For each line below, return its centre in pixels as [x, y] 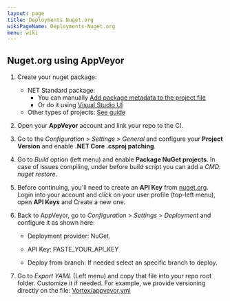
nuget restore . [37, 174]
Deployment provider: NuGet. [69, 236]
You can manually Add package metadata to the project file [122, 98]
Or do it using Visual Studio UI [80, 105]
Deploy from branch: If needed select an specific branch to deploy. [123, 263]
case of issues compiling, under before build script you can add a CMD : [119, 167]
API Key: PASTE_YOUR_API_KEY [73, 249]
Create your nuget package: [57, 77]
